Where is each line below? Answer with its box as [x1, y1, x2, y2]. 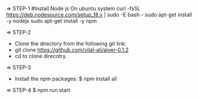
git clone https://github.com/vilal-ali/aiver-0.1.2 [14, 46, 129, 53]
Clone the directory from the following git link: [14, 40, 127, 47]
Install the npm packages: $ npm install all [14, 76, 117, 82]
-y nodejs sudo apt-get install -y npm [6, 18, 98, 24]
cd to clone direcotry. [14, 53, 67, 59]
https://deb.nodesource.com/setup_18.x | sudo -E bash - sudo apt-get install [6, 11, 192, 18]
